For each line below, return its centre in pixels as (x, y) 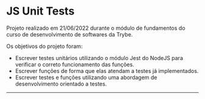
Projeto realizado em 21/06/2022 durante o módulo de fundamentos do (96, 28)
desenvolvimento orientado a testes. (61, 84)
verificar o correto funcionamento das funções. (74, 64)
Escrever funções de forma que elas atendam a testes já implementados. (107, 70)
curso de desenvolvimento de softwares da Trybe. (70, 34)
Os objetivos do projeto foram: (45, 46)
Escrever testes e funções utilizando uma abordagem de (86, 77)
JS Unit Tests (41, 11)
